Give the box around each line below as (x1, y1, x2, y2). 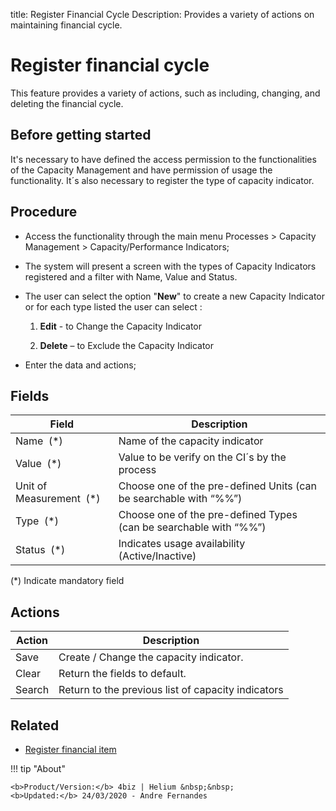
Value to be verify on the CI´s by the (118, 450, 287, 464)
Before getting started (10, 127, 152, 144)
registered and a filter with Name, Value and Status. (24, 270, 238, 283)
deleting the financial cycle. (10, 97, 124, 109)
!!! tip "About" (10, 763, 66, 774)
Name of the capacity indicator (118, 434, 264, 448)
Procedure (10, 204, 78, 221)
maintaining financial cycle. (10, 19, 123, 31)
